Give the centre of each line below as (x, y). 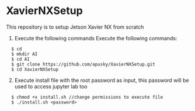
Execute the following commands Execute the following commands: (96, 38)
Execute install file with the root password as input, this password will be (102, 80)
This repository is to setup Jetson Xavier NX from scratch (75, 27)
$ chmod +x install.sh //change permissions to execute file (87, 97)
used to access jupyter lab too (51, 86)
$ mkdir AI (25, 54)
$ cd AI (21, 59)
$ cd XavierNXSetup (35, 69)
